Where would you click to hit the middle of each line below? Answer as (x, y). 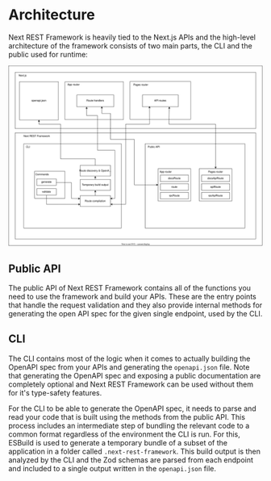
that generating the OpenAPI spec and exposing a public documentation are (135, 375)
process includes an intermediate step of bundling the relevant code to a (129, 425)
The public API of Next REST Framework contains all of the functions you (130, 288)
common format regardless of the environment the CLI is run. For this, (124, 434)
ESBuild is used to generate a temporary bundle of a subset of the (118, 442)
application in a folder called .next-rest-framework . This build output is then (134, 451)
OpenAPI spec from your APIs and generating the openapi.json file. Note (129, 367)
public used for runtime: (48, 54)
